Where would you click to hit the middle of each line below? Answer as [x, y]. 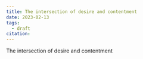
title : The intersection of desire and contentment [71, 12]
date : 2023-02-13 [28, 17]
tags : [13, 23]
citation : [18, 34]
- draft [21, 28]
